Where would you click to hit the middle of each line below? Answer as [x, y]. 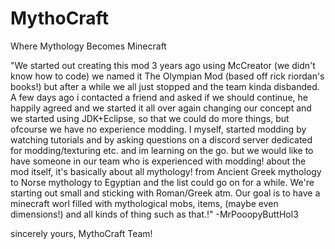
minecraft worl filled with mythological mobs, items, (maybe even [144, 203]
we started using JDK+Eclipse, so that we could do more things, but [150, 118]
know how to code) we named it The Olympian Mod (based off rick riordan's [167, 76]
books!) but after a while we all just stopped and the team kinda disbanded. [165, 86]
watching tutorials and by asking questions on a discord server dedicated [161, 139]
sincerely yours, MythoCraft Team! [81, 233]
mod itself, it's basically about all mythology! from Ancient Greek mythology [166, 171]
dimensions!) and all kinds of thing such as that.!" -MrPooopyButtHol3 [154, 214]
